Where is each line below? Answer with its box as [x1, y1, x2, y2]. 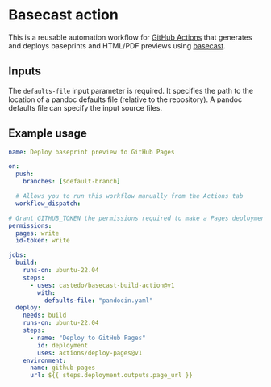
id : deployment [37, 341, 89, 349]
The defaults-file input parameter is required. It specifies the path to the [8, 86, 254, 95]
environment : [23, 356, 67, 364]
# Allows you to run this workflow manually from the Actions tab [15, 192, 244, 200]
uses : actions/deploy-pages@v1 [37, 349, 143, 357]
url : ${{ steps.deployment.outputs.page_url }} [29, 372, 194, 380]
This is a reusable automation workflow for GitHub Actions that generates [8, 32, 252, 42]
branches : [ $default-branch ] [23, 178, 121, 186]
